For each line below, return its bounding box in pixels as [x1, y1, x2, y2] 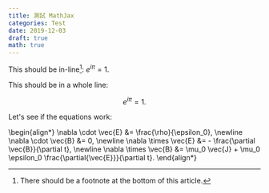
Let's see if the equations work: [8, 112, 112, 122]
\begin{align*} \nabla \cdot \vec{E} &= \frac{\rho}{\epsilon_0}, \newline [8, 128, 243, 137]
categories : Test [8, 19, 66, 27]
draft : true [8, 33, 48, 42]
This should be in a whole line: [8, 80, 109, 89]
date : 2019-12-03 [8, 26, 66, 34]
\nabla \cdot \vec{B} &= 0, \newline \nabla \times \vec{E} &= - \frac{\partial [8, 136, 256, 146]
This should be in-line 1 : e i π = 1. [8, 63, 110, 74]
